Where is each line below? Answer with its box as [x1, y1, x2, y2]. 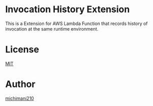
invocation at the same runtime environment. [5, 25, 99, 32]
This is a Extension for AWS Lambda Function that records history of [5, 20, 148, 26]
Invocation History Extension [5, 4, 130, 15]
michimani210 [5, 95, 34, 101]
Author [5, 78, 35, 90]
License [5, 44, 40, 56]
